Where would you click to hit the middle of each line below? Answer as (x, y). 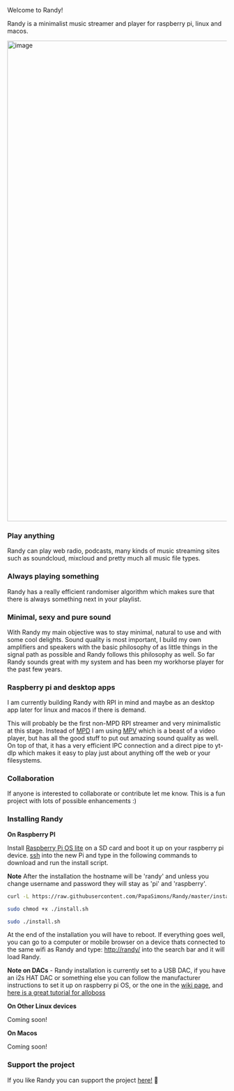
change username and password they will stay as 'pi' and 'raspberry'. (107, 883)
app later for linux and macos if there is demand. (77, 710)
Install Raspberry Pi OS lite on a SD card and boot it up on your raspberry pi (116, 848)
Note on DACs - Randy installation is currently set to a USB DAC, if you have (117, 970)
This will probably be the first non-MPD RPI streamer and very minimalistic (114, 724)
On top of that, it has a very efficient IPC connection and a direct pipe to (110, 746)
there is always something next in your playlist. (74, 599)
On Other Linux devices (42, 1006)
